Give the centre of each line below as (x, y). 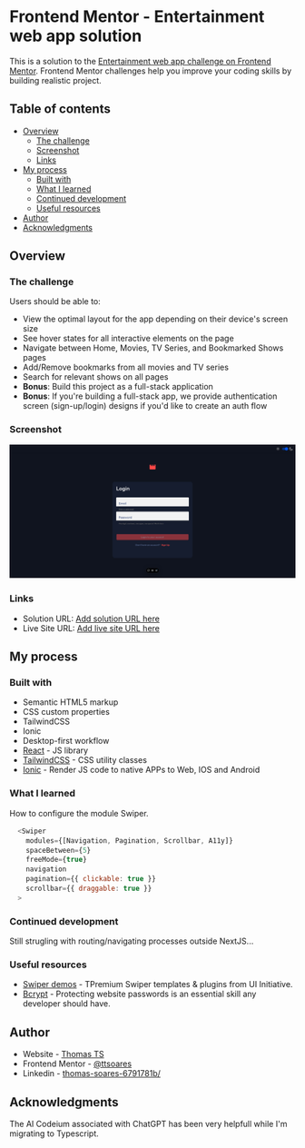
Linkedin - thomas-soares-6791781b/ (92, 1074)
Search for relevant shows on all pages (95, 377)
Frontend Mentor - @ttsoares (77, 1064)
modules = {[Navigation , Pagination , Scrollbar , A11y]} (129, 841)
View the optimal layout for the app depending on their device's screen (155, 319)
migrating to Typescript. (54, 1133)
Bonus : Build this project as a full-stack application (118, 387)
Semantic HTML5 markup (70, 702)
